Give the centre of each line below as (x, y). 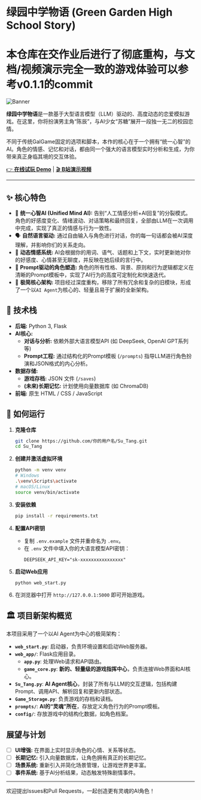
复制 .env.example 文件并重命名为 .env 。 (74, 541)
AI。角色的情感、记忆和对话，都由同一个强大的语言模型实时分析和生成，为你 (100, 149)
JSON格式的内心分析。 (63, 363)
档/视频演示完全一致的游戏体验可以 (92, 70)
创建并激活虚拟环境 (39, 459)
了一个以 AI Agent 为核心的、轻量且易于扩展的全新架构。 (83, 290)
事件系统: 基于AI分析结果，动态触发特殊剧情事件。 (77, 772)
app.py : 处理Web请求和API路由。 (64, 662)
